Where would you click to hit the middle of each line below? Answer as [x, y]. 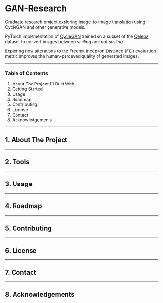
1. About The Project [36, 140]
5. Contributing [28, 228]
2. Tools [17, 162]
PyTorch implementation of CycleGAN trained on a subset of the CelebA [77, 36]
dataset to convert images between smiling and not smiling [64, 41]
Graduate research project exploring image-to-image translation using [75, 22]
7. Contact [21, 272]
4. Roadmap [24, 206]
